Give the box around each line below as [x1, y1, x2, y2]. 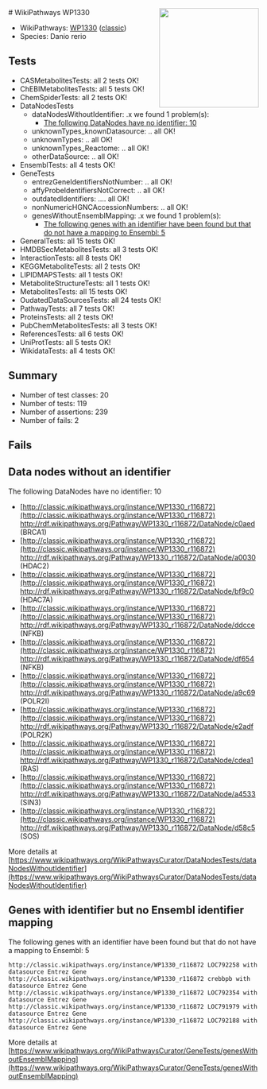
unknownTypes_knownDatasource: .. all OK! [31, 126, 176, 136]
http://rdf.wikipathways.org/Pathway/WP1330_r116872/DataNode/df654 [19, 653, 254, 663]
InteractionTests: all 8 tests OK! [19, 253, 122, 262]
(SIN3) [19, 797, 41, 807]
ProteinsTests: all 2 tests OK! [19, 312, 114, 321]
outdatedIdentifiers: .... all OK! [31, 194, 130, 203]
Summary [8, 369, 58, 382]
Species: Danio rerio [19, 32, 87, 41]
